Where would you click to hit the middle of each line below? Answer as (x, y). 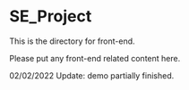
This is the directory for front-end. (73, 41)
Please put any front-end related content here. (95, 58)
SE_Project (51, 16)
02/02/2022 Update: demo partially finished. (92, 75)
